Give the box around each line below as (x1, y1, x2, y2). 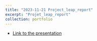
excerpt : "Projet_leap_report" (5, 12, 71, 17)
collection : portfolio (5, 16, 53, 21)
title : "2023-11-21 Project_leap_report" (5, 7, 93, 12)
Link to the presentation (12, 30, 62, 36)
